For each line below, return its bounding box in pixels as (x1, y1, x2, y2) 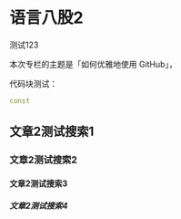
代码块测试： (9, 78, 57, 89)
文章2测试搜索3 (9, 178, 68, 189)
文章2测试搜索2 (9, 153, 77, 166)
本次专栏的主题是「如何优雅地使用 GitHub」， (9, 58, 177, 69)
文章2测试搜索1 (9, 124, 95, 140)
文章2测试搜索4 (9, 201, 68, 212)
